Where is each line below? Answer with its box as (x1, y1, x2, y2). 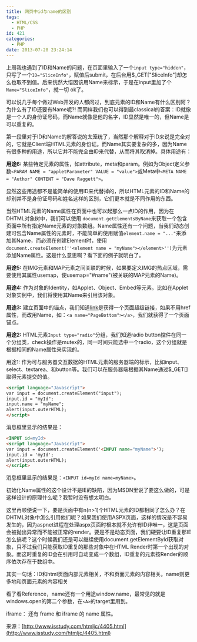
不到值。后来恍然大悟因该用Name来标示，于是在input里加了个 (21, 78, 172, 85)
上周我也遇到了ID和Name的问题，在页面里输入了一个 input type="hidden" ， (6, 64, 189, 71)
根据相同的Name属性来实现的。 (6, 346, 82, 353)
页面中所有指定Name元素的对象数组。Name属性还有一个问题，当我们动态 (6, 222, 184, 229)
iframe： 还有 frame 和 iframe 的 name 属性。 (6, 610, 116, 617)
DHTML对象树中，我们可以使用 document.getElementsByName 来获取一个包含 (6, 214, 188, 221)
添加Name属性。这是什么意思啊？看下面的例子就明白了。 (6, 251, 144, 259)
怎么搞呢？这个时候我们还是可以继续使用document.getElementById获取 (6, 536, 179, 543)
